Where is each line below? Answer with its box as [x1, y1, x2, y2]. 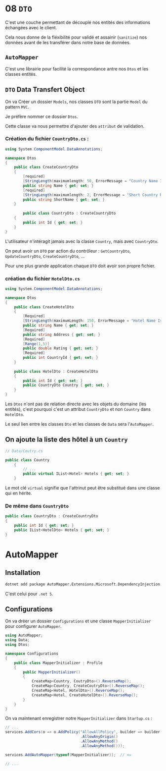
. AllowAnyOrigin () [80, 734, 119, 739]
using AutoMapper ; [5, 633, 43, 638]
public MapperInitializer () [23, 669, 81, 674]
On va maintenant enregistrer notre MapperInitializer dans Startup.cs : [5, 716, 152, 721]
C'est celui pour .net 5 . [5, 591, 53, 597]
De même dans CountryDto [5, 502, 69, 509]
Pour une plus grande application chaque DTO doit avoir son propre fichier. [5, 263, 156, 269]
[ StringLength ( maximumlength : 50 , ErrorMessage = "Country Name [23, 179, 158, 184]
